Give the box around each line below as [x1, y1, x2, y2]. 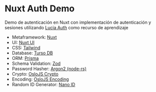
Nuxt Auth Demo [4, 3, 75, 14]
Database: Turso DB [11, 50, 53, 56]
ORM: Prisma [11, 55, 39, 61]
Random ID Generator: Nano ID [11, 81, 76, 87]
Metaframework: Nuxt [11, 34, 57, 40]
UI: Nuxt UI [11, 39, 35, 45]
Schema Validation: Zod [11, 60, 61, 66]
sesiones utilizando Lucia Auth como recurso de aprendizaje [4, 24, 129, 30]
